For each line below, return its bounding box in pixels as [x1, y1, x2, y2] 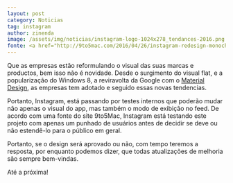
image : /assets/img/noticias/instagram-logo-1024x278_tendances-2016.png [7, 36, 225, 43]
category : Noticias [7, 17, 64, 24]
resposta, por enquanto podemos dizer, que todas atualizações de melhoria [7, 147, 223, 155]
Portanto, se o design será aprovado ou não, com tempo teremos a [7, 140, 199, 148]
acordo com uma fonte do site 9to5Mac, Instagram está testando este [7, 112, 207, 120]
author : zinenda [7, 29, 54, 37]
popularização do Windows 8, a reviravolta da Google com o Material [7, 76, 205, 84]
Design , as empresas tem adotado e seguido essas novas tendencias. [7, 84, 207, 91]
